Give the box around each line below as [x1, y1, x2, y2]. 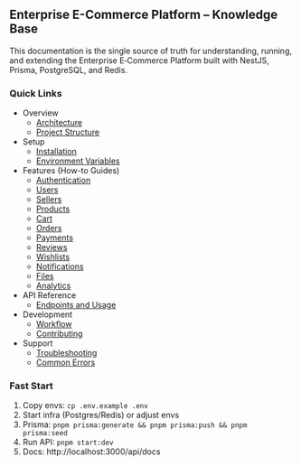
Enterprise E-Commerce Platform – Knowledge [9, 7, 278, 23]
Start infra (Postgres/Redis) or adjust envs [22, 410, 180, 421]
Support [22, 338, 53, 349]
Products [35, 203, 71, 215]
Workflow [35, 319, 72, 330]
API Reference [22, 290, 77, 301]
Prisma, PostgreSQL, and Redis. [9, 64, 128, 75]
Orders [35, 223, 62, 234]
